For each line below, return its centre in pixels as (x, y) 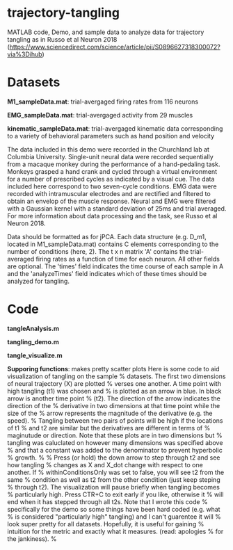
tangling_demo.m (33, 341)
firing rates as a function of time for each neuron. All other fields (128, 259)
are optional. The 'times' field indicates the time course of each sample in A (115, 266)
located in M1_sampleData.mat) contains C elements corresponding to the (113, 244)
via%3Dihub (25, 54)
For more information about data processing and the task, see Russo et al (112, 216)
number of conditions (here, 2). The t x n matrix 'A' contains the (98, 251)
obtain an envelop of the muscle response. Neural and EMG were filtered (112, 201)
